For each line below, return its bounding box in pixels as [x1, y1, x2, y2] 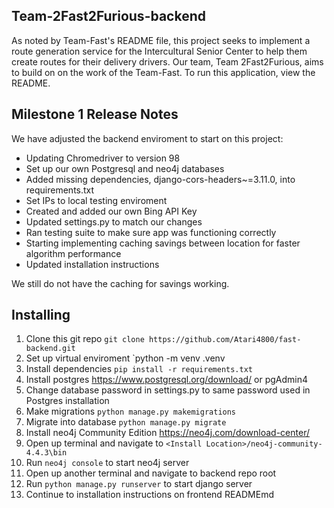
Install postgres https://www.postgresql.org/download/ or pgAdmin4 [25, 374, 309, 386]
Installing [11, 307, 71, 324]
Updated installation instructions [25, 258, 160, 270]
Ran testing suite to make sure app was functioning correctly [25, 226, 277, 238]
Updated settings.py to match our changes [25, 215, 203, 228]
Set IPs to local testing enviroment [25, 194, 168, 206]
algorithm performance [25, 247, 122, 259]
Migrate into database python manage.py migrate [25, 416, 227, 428]
